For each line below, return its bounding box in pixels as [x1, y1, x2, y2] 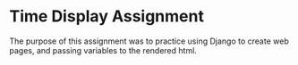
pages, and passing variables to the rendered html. [9, 45, 197, 55]
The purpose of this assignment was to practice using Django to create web [9, 36, 289, 46]
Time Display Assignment [9, 6, 204, 27]
